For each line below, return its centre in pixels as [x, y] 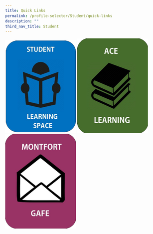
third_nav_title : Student [32, 26]
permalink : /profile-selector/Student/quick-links [59, 16]
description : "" [22, 21]
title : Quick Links [25, 10]
